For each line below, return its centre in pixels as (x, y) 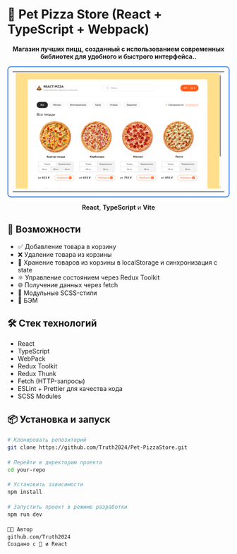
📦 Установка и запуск (59, 419)
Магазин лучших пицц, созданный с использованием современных (119, 49)
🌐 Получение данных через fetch (68, 284)
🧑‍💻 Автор (20, 529)
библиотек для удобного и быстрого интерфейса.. (119, 56)
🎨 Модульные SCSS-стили (57, 293)
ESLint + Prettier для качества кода (70, 389)
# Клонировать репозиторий (47, 440)
